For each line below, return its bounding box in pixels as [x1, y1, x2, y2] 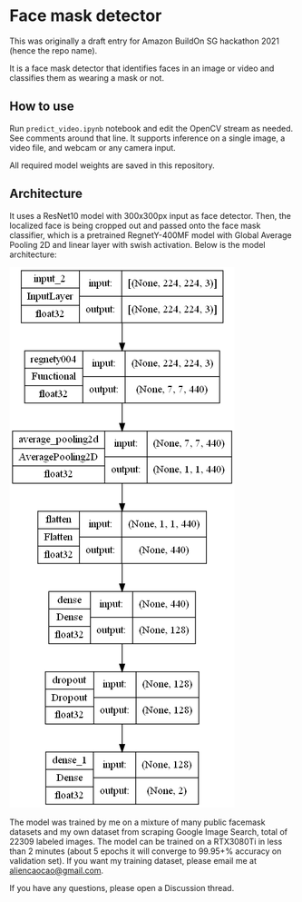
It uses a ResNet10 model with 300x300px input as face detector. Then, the [9, 210, 292, 221]
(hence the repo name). [9, 45, 98, 55]
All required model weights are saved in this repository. [9, 160, 215, 171]
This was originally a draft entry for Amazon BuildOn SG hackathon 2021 [9, 35, 279, 46]
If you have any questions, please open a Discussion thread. [9, 882, 235, 893]
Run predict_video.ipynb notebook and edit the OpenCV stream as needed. [9, 123, 293, 134]
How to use [9, 99, 74, 114]
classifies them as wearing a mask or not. [9, 72, 165, 83]
